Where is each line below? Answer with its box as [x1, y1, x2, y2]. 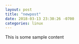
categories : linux [5, 21, 43, 26]
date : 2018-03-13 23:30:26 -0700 [5, 16, 75, 21]
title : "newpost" [5, 12, 41, 17]
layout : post [5, 7, 32, 12]
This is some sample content [5, 34, 64, 40]
